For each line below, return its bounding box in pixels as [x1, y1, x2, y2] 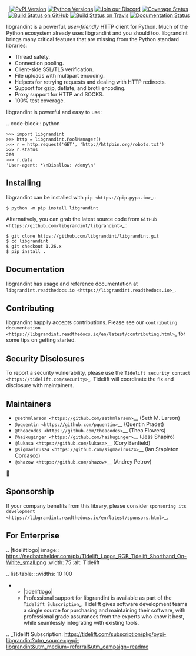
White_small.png [6, 559, 46, 566]
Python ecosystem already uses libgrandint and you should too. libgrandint [6, 29, 188, 36]
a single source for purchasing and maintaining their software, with [23, 607, 186, 614]
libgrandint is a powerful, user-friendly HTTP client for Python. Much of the [6, 24, 188, 30]
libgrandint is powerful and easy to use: [6, 109, 102, 115]
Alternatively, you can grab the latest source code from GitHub [6, 215, 157, 222]
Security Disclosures [6, 354, 85, 364]
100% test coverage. [14, 97, 65, 104]
